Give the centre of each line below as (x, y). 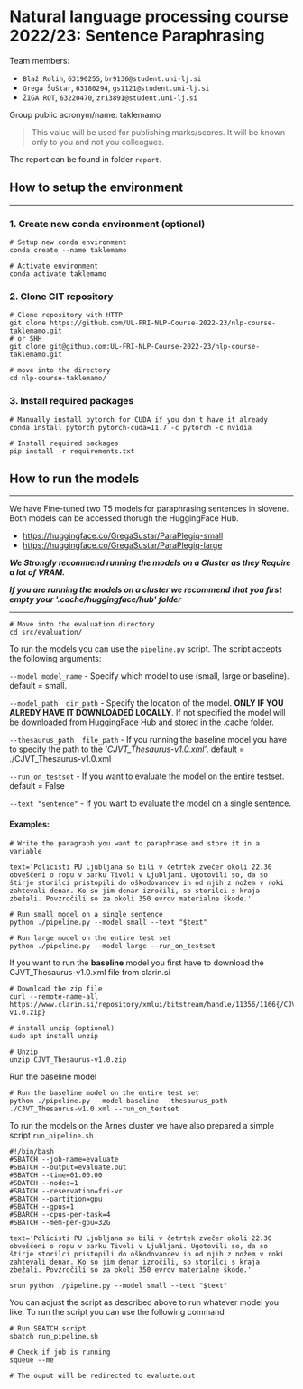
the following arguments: (55, 659)
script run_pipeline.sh (51, 1135)
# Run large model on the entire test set (90, 938)
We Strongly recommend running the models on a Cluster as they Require (150, 563)
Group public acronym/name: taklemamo (85, 114)
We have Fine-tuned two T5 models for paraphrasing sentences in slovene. (149, 509)
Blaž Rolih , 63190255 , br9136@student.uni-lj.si (112, 78)
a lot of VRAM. (37, 572)
